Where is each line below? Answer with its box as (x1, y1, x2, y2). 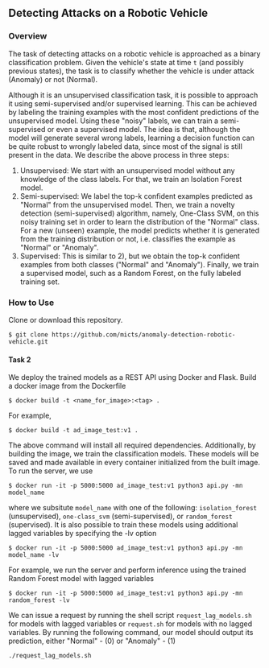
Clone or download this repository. (8, 315, 123, 324)
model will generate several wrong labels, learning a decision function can (8, 133, 255, 142)
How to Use (8, 297, 55, 308)
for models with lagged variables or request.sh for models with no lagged (8, 619, 253, 629)
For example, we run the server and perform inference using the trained (8, 565, 246, 575)
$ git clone (8, 330, 48, 339)
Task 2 (8, 354, 31, 365)
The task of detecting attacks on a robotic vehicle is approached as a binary (8, 48, 261, 59)
